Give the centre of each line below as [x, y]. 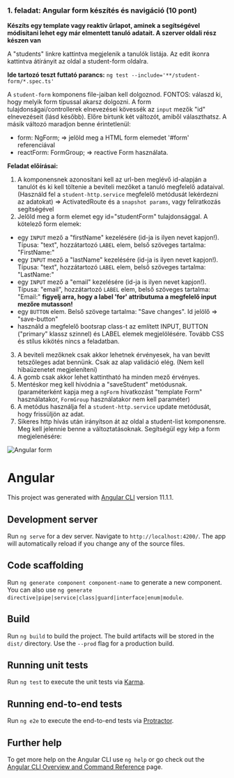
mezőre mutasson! [45, 304]
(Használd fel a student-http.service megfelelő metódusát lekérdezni [118, 195]
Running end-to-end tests [65, 704]
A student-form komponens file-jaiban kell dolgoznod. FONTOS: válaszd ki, [115, 95]
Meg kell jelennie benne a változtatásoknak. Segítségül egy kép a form [119, 429]
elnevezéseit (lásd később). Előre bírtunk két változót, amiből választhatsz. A [117, 117]
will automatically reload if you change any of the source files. [96, 544]
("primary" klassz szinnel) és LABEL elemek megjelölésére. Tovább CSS [120, 334]
